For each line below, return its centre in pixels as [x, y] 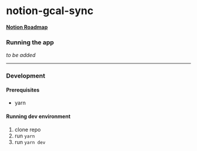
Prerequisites [23, 90]
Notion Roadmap [27, 27]
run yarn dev [30, 142]
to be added [21, 55]
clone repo [28, 129]
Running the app [30, 42]
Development [26, 76]
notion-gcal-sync [50, 11]
